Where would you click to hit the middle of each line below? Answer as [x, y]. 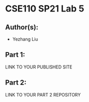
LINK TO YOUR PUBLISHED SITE [39, 67]
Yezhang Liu [25, 39]
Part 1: [15, 55]
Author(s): [22, 27]
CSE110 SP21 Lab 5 [45, 9]
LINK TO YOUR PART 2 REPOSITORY [43, 94]
